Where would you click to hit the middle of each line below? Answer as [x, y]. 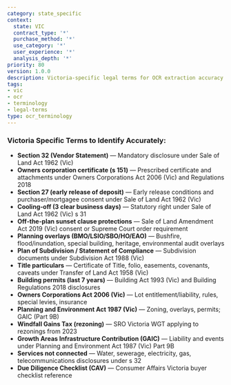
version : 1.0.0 [29, 71]
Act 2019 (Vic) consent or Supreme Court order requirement [102, 228]
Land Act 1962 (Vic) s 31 [51, 214]
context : [20, 20]
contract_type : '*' [41, 33]
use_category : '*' [40, 46]
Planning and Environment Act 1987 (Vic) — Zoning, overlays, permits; [119, 309]
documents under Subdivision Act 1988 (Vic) [81, 258]
